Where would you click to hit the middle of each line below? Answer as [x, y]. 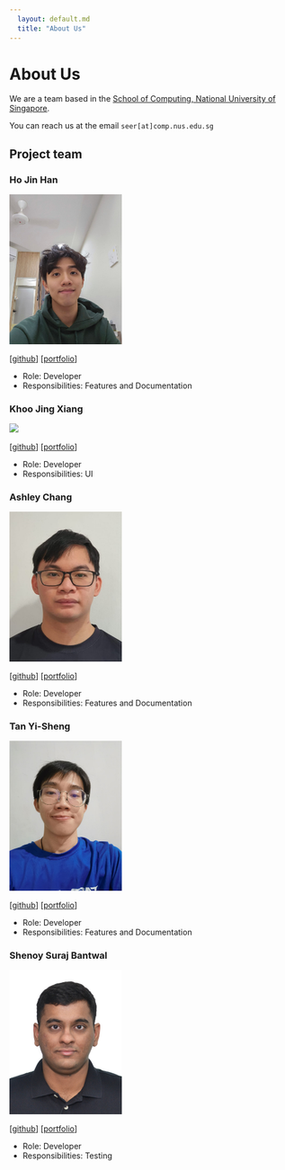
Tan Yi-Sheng [40, 726]
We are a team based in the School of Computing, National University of [142, 99]
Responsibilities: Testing [67, 1156]
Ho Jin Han [34, 180]
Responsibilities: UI [58, 474]
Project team [46, 154]
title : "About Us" [52, 28]
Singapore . [30, 109]
